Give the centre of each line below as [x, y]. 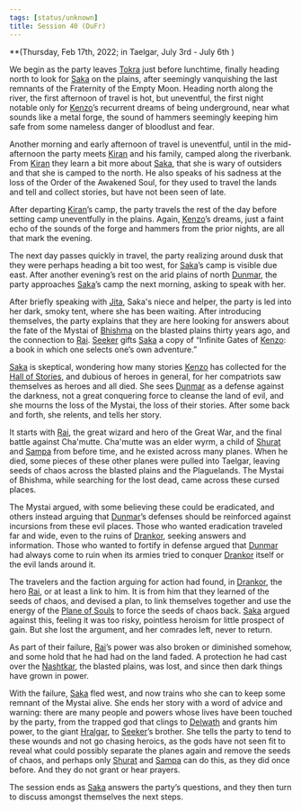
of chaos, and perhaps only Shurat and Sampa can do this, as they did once [150, 760]
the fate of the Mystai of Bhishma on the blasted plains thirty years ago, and [150, 330]
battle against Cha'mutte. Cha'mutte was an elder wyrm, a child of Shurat [145, 441]
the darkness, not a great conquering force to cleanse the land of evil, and [147, 395]
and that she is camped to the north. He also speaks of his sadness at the [146, 173]
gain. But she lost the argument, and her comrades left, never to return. [141, 629]
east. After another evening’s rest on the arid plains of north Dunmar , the [143, 275]
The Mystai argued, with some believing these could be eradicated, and [142, 507]
